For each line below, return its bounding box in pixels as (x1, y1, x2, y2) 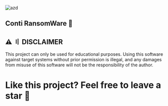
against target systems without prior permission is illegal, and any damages (5, 57, 162, 63)
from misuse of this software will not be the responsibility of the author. (5, 62, 154, 68)
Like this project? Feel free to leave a (5, 79, 161, 91)
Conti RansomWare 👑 (5, 19, 73, 28)
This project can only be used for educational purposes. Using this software (5, 51, 163, 57)
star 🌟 (5, 90, 30, 101)
